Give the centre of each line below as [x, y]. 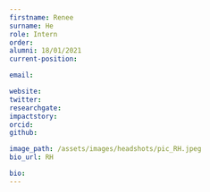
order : [21, 42]
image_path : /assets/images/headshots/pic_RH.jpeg [105, 149]
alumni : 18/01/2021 [46, 51]
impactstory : [34, 116]
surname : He [31, 26]
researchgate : [36, 108]
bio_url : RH [31, 157]
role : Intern [34, 34]
